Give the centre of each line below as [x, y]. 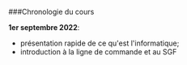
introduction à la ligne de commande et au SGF [98, 52]
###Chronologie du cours [51, 12]
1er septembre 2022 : [44, 27]
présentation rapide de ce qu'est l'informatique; [100, 43]
